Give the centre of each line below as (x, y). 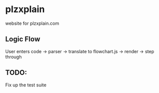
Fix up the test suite (26, 85)
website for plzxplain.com (32, 23)
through (13, 57)
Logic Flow (23, 39)
